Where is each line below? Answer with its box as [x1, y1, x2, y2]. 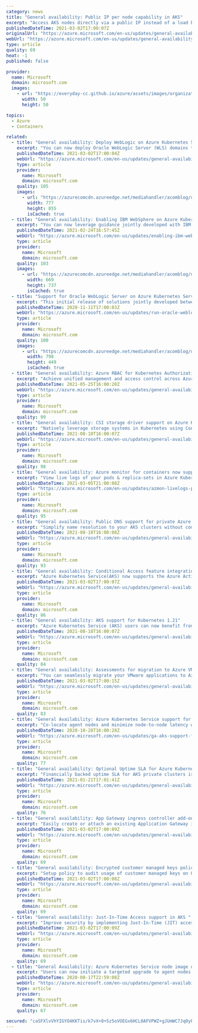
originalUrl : [6, 31, 38, 37]
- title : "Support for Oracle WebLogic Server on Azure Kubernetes [11, 293, 181, 299]
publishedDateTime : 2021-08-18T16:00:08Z [16, 530, 120, 535]
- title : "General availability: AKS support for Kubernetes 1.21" [11, 618, 181, 623]
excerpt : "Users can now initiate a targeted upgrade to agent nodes [16, 969, 192, 975]
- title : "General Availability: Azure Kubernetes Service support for [11, 716, 192, 723]
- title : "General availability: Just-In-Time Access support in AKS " [11, 914, 192, 920]
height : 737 [27, 282, 57, 288]
